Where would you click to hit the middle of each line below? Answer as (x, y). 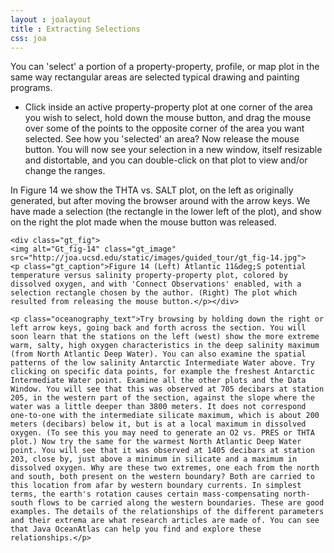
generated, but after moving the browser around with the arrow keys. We (160, 201)
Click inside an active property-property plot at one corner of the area (168, 107)
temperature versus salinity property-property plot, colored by (149, 276)
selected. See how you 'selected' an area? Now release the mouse (162, 139)
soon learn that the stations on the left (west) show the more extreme (165, 337)
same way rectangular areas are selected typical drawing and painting (155, 77)
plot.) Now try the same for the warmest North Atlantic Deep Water (156, 442)
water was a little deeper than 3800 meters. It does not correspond (158, 407)
